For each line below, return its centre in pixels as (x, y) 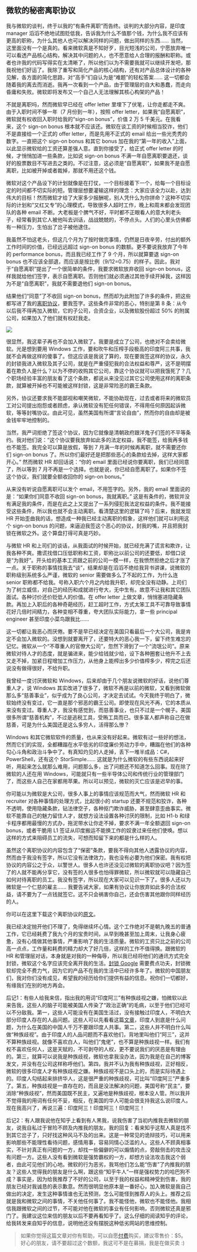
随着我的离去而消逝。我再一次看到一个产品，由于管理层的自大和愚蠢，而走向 (98, 85)
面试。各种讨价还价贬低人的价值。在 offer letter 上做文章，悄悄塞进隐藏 (92, 597)
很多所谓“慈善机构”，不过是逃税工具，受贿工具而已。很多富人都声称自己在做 (98, 717)
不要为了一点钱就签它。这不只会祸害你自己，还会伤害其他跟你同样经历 (106, 894)
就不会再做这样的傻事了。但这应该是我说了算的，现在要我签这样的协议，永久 (98, 356)
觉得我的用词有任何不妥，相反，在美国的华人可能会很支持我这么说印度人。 (101, 1100)
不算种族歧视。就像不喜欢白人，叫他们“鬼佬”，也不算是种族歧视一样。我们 (96, 1042)
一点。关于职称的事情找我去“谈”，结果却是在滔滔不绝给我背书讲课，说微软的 (98, 567)
